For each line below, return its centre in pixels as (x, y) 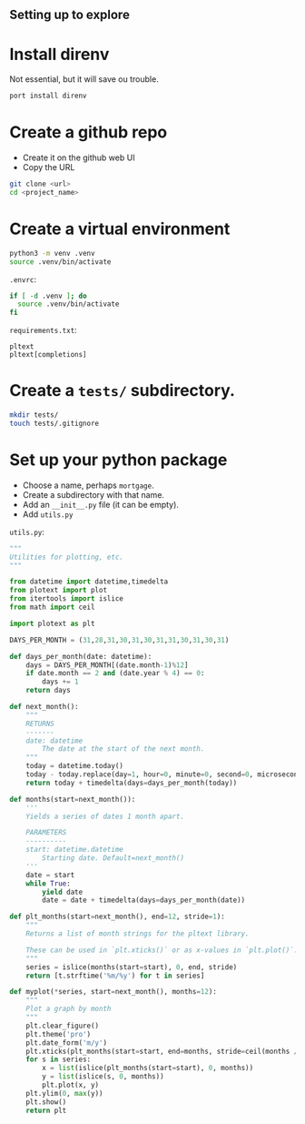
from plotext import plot (58, 591)
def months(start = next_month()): (73, 799)
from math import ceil (52, 608)
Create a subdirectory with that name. (93, 494)
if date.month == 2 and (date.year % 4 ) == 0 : (115, 673)
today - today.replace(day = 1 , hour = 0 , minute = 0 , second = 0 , (140, 775)
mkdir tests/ (34, 415)
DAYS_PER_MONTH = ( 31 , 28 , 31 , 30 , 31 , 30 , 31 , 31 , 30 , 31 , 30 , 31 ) (119, 640)
